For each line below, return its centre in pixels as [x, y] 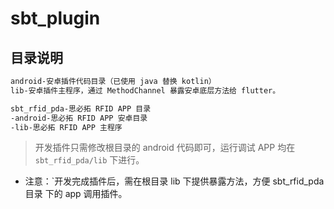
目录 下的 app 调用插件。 [76, 194]
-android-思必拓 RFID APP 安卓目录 [79, 118]
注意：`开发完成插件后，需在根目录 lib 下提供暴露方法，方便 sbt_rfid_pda [174, 181]
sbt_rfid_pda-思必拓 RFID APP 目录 [81, 108]
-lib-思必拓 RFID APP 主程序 [66, 127]
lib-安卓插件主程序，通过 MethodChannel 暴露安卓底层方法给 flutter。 [145, 90]
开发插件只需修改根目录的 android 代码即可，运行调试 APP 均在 [165, 148]
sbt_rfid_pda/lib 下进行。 [89, 160]
